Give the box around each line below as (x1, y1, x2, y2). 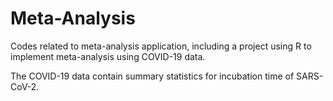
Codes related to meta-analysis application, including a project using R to (10, 40, 312, 52)
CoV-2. (10, 80, 40, 92)
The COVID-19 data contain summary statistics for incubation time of (10, 70, 295, 82)
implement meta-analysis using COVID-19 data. (10, 50, 206, 62)
